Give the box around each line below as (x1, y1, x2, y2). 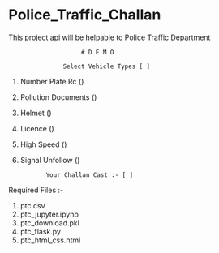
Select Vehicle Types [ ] (62, 62, 151, 71)
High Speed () (19, 139, 67, 149)
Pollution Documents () (19, 92, 97, 102)
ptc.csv (19, 200, 46, 210)
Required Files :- (8, 185, 63, 195)
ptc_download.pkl (19, 217, 79, 228)
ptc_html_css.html (19, 235, 81, 245)
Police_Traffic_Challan (8, 6, 161, 24)
